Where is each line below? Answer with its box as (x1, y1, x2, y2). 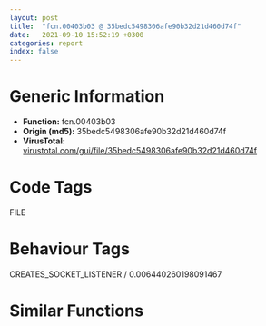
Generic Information (9, 86, 165, 107)
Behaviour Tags (9, 239, 130, 260)
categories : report (9, 38, 84, 48)
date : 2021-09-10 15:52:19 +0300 (9, 30, 144, 39)
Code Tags (9, 177, 93, 198)
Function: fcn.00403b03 (22, 116, 116, 127)
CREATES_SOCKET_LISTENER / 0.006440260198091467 (9, 269, 222, 280)
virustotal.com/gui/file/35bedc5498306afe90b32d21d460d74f (22, 145, 257, 156)
